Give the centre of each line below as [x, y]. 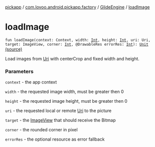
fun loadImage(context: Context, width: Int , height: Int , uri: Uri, [78, 40]
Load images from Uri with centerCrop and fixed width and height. [72, 59]
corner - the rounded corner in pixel [41, 130]
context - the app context [31, 82]
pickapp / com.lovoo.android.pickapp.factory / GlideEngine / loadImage [77, 7]
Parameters [19, 71]
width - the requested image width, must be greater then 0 [64, 92]
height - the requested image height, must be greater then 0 [66, 101]
